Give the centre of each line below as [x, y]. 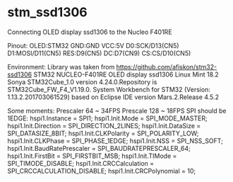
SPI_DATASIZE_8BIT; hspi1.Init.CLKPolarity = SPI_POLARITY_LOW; [103, 133]
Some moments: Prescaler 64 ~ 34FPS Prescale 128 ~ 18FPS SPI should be [117, 110]
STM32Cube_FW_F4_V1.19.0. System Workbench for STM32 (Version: [109, 89]
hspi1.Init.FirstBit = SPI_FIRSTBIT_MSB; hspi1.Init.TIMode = [92, 156]
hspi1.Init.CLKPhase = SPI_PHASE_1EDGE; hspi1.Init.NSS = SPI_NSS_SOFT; [115, 141]
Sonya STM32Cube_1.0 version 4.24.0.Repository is [82, 81]
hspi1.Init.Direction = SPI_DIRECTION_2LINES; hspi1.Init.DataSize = [104, 125]
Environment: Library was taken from [61, 67]
